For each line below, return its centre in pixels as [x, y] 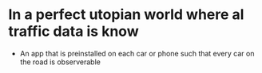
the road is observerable [60, 62]
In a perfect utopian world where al [126, 15]
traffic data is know [73, 31]
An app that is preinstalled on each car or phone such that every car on [137, 53]
